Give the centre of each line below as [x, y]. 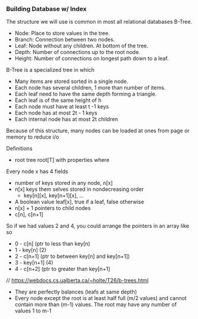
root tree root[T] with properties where [62, 160]
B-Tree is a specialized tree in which [50, 70]
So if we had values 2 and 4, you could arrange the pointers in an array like [98, 226]
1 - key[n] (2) [31, 250]
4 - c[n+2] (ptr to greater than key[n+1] [63, 269]
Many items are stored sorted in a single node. [71, 81]
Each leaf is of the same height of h [58, 100]
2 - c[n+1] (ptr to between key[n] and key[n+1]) [72, 256]
